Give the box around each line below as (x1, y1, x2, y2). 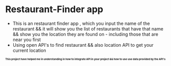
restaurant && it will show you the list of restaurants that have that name (12, 25, 164, 31)
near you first (12, 37, 41, 43)
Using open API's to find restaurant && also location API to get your (12, 42, 154, 48)
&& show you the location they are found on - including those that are (12, 31, 159, 37)
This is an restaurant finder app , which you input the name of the (12, 20, 150, 26)
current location (12, 47, 46, 53)
